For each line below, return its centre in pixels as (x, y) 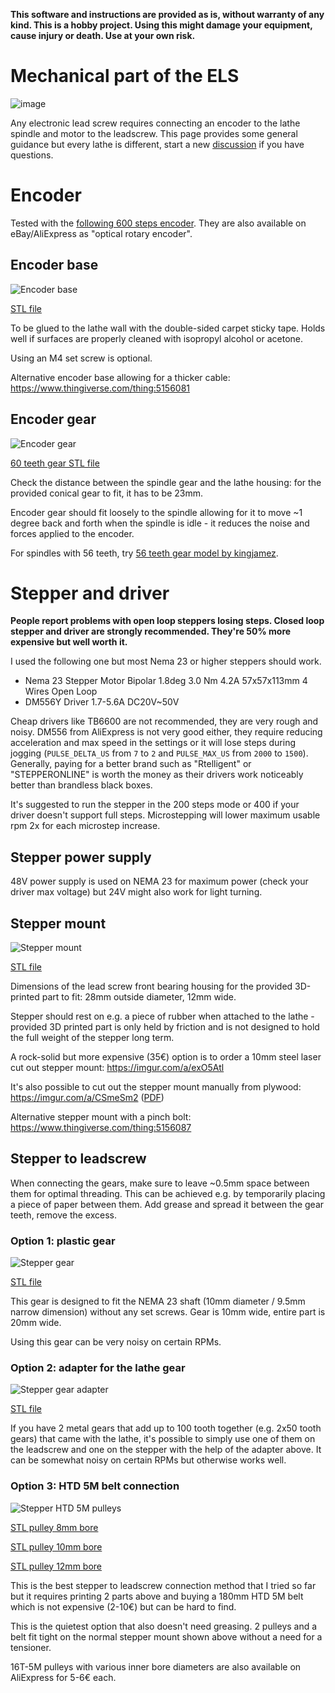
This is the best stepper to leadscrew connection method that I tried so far (163, 1585)
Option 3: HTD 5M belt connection (95, 1486)
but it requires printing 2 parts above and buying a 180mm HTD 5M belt (157, 1596)
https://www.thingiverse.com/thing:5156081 (100, 388)
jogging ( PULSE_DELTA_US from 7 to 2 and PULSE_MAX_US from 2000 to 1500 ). (159, 753)
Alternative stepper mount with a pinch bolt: (101, 1117)
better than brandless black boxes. (81, 785)
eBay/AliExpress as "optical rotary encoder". (101, 233)
